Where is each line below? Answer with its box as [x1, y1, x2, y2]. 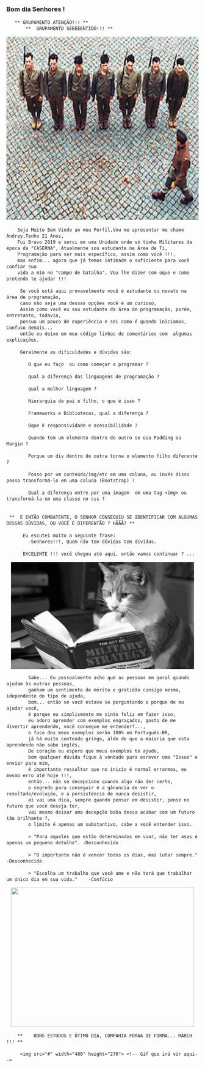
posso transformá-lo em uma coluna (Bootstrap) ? [6, 477, 135, 484]
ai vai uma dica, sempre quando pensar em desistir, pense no [28, 797, 190, 803]
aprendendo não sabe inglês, [6, 742, 81, 748]
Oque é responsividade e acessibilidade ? [28, 422, 138, 429]
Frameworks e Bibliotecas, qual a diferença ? [28, 410, 149, 417]
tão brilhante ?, [6, 816, 51, 822]
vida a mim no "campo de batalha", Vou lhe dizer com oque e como [17, 270, 190, 276]
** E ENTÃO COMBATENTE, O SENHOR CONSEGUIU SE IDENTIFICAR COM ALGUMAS [9, 514, 198, 521]
